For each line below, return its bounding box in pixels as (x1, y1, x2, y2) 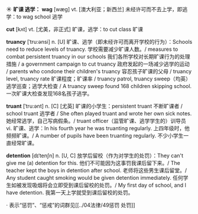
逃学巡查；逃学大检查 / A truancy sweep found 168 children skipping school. (6, 83, 192, 89)
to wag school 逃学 (17, 13, 63, 20)
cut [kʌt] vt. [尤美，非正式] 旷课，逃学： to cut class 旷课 (6, 26, 144, 33)
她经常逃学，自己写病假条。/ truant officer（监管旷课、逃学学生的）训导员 (6, 118, 186, 124)
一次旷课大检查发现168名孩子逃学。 (6, 90, 93, 97)
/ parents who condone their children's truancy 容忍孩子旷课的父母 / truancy (6, 68, 192, 74)
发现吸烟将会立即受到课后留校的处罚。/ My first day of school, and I (21, 181, 187, 189)
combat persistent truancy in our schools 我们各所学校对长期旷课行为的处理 (6, 53, 190, 60)
